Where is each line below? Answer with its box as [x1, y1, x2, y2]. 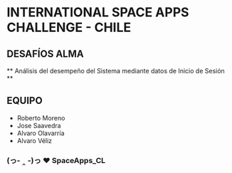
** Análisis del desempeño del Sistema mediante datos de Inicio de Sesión [6, 67, 225, 75]
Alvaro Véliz [16, 136, 53, 145]
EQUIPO [6, 95, 43, 107]
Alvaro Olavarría [16, 129, 65, 137]
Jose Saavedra [16, 121, 61, 130]
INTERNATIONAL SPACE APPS [6, 4, 189, 21]
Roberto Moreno [16, 113, 65, 122]
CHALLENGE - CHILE [6, 19, 132, 36]
